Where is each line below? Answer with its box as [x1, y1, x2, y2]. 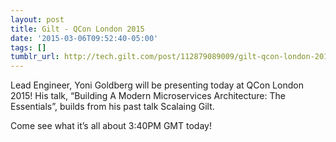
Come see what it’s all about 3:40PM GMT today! [10, 120, 212, 132]
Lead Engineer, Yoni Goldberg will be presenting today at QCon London [10, 79, 304, 91]
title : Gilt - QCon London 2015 [10, 24, 145, 34]
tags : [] [10, 42, 47, 53]
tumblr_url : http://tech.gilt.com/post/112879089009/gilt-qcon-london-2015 [10, 52, 333, 62]
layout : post [10, 14, 65, 25]
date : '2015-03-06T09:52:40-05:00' [10, 33, 159, 43]
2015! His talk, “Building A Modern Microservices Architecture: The [10, 90, 286, 102]
